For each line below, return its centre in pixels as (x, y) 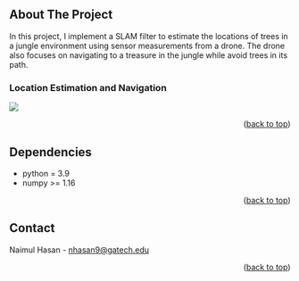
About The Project (61, 15)
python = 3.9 (46, 173)
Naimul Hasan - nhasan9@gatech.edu (79, 250)
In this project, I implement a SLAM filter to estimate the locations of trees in (149, 36)
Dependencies (50, 152)
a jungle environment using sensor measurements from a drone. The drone (147, 45)
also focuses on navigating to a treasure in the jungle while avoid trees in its (149, 55)
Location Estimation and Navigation (88, 87)
